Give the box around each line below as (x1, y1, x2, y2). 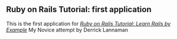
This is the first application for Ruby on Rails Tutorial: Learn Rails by (6, 20, 171, 27)
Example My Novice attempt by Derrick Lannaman (6, 26, 129, 33)
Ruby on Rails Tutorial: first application (6, 5, 152, 15)
